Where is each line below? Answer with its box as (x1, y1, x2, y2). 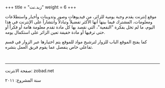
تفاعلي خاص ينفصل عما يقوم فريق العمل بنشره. (5, 44, 93, 50)
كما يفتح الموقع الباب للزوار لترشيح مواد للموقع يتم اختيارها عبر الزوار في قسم (5, 39, 147, 45)
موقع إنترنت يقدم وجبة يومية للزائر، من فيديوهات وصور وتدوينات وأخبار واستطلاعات (5, 14, 157, 19)
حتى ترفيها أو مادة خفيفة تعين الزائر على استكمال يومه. (5, 29, 106, 35)
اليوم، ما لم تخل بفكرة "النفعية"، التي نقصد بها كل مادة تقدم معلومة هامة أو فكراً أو (5, 24, 155, 30)
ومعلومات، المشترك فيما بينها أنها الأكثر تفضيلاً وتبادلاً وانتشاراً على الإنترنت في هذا (5, 19, 153, 25)
